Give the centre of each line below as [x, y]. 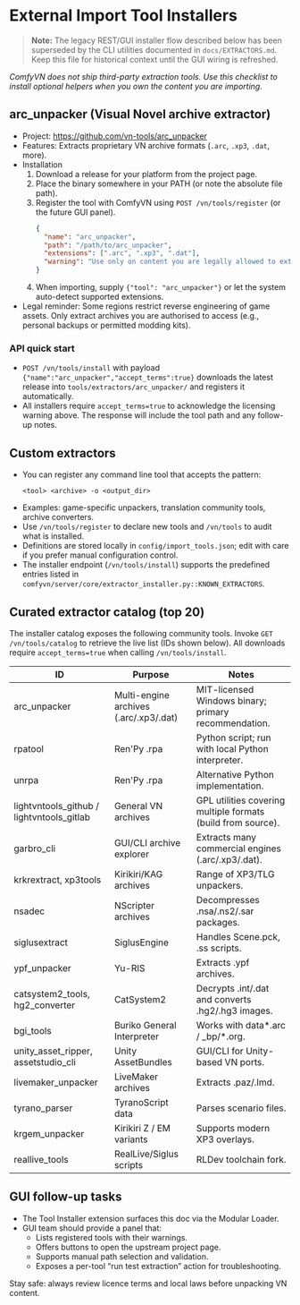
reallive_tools [41, 1159]
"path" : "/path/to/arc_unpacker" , [108, 245]
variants [132, 1139]
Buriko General [146, 1025]
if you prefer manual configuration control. [100, 555]
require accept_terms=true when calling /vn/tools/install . [118, 652]
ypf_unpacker [42, 968]
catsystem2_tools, [52, 994]
